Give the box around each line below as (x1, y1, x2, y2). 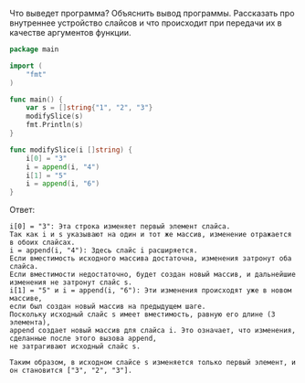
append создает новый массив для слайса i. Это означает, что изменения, (9, 326, 297, 335)
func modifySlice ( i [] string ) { (9, 145, 132, 154)
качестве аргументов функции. (9, 27, 131, 37)
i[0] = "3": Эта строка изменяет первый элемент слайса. (9, 222, 231, 231)
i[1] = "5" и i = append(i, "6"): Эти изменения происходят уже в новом (9, 286, 292, 295)
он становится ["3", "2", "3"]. (9, 366, 132, 376)
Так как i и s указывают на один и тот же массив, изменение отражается (9, 230, 292, 239)
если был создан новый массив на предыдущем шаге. (9, 302, 206, 312)
